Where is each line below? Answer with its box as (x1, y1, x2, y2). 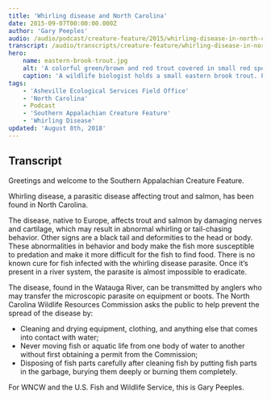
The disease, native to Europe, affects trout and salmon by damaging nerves (8, 215, 262, 225)
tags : (8, 79, 27, 87)
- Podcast (23, 102, 56, 110)
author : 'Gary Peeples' (8, 27, 89, 35)
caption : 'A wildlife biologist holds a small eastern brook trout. (23, 72, 258, 80)
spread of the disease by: (8, 308, 94, 318)
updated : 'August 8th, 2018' (8, 124, 106, 132)
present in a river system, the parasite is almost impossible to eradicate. (8, 267, 248, 277)
